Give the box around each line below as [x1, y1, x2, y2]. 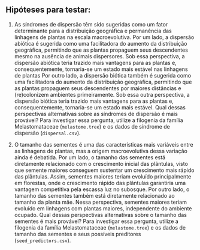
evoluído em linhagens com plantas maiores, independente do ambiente [14, 204, 192, 212]
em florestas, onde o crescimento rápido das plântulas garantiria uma [14, 179, 186, 186]
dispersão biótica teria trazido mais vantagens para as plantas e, [14, 97, 174, 105]
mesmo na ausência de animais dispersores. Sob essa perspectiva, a [14, 52, 185, 59]
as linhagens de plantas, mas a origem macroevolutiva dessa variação [14, 147, 188, 154]
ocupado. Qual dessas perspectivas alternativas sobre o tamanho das [14, 211, 187, 218]
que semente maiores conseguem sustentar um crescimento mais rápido [14, 166, 195, 174]
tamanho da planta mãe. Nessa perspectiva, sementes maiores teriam [14, 198, 187, 206]
